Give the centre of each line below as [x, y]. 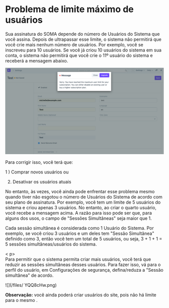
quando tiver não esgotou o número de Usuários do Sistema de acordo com [84, 197]
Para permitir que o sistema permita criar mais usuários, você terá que [78, 259]
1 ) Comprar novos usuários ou [37, 172]
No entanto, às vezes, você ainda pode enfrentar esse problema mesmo [80, 192]
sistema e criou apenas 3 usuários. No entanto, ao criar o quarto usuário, [81, 208]
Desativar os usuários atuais [42, 182]
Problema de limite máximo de [70, 9]
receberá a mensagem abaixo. [37, 60]
